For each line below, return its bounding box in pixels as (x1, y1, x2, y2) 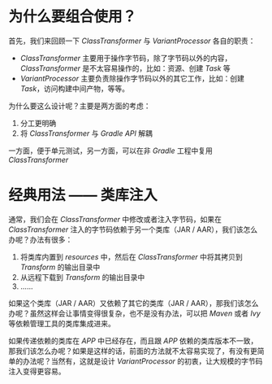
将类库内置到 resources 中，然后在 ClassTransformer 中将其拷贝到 (19, 251, 244, 261)
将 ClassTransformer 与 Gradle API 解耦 (19, 128, 153, 138)
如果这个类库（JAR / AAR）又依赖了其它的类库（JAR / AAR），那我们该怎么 (8, 298, 259, 308)
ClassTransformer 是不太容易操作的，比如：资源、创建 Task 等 (19, 63, 231, 73)
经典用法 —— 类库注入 (8, 186, 158, 204)
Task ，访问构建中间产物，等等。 (19, 83, 130, 94)
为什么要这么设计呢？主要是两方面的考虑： (8, 101, 151, 111)
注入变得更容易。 (8, 366, 66, 376)
